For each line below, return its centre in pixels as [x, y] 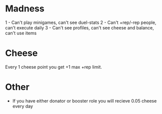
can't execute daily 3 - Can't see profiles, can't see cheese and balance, [80, 27]
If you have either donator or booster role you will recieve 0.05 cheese [84, 101]
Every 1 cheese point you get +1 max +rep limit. [54, 67]
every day [23, 106]
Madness [25, 9]
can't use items [21, 33]
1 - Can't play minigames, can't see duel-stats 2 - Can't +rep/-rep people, [81, 22]
